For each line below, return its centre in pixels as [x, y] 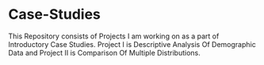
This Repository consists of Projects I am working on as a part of [114, 36]
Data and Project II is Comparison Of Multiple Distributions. [104, 52]
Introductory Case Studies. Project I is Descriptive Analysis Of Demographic [132, 44]
